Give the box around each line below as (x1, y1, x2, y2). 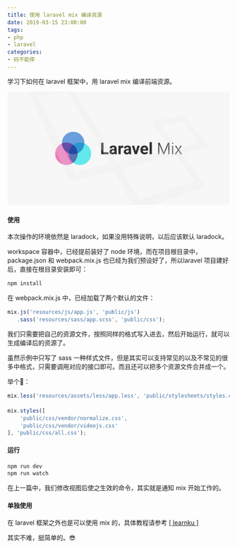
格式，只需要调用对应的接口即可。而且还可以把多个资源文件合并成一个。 (19, 363, 230, 371)
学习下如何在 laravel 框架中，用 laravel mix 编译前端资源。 (7, 77, 176, 85)
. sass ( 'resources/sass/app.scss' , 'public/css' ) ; (16, 316, 166, 324)
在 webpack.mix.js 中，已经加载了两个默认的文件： (7, 293, 155, 303)
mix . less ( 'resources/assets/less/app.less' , (7, 392, 140, 400)
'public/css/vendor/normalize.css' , (20, 415, 128, 422)
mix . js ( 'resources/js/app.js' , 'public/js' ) (7, 309, 140, 316)
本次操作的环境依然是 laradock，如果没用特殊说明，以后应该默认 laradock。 (7, 233, 228, 241)
